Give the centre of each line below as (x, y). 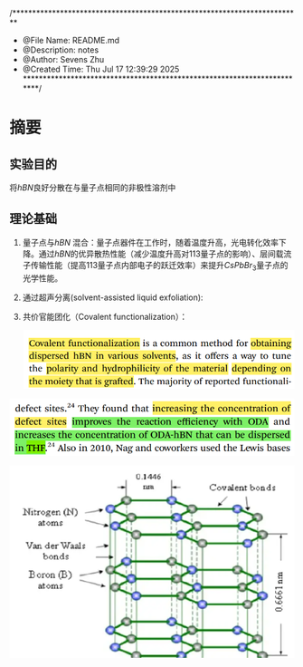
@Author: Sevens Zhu (63, 59)
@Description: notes (61, 50)
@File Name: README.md (71, 40)
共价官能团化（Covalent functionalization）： (105, 316)
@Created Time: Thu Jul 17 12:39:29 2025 (101, 69)
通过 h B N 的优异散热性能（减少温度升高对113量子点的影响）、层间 (157, 254)
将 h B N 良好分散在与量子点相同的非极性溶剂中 (93, 188)
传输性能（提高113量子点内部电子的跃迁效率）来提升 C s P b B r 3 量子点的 (159, 266)
